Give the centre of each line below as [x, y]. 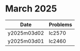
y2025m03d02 [26, 33]
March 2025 [31, 9]
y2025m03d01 [26, 41]
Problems [60, 24]
